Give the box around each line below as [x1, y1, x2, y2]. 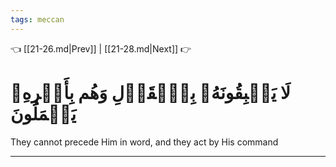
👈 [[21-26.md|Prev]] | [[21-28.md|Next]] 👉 [10, 42, 192, 55]
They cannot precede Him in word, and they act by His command [10, 136, 279, 148]
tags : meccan [10, 14, 65, 25]
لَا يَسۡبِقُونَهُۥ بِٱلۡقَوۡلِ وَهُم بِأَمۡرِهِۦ [10, 81, 291, 104]
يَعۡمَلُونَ [10, 102, 77, 125]
